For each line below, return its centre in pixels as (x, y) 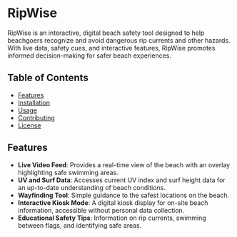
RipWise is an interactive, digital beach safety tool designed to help (106, 33)
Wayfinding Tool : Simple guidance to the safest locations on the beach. (123, 195)
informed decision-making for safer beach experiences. (90, 56)
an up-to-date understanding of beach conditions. (92, 187)
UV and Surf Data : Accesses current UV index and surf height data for (122, 180)
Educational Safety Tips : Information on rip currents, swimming (112, 218)
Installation (34, 102)
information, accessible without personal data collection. (101, 210)
